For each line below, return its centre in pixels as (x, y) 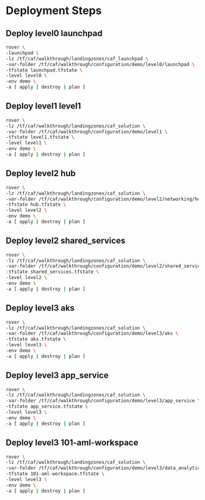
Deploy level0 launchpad (54, 33)
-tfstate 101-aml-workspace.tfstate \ (55, 474)
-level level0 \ (26, 76)
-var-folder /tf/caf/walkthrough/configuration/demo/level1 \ (87, 132)
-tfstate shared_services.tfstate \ (52, 272)
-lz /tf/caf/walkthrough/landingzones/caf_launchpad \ (77, 59)
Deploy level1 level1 (43, 106)
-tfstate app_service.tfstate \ (47, 407)
